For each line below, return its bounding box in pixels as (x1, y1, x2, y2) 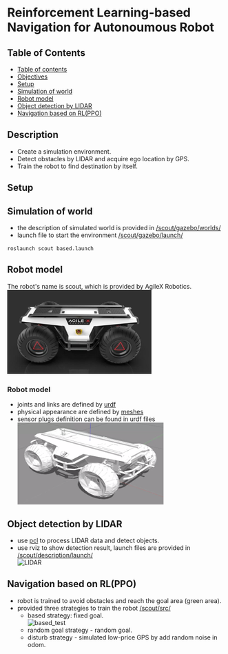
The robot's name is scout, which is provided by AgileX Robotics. (7, 282, 191, 290)
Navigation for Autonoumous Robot (7, 19, 215, 35)
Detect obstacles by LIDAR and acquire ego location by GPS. (17, 154, 189, 163)
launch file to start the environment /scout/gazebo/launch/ (17, 231, 183, 239)
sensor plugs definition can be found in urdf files (17, 415, 156, 423)
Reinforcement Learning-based (7, 5, 191, 21)
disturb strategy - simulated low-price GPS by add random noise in (27, 633, 218, 642)
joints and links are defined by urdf (17, 400, 116, 409)
